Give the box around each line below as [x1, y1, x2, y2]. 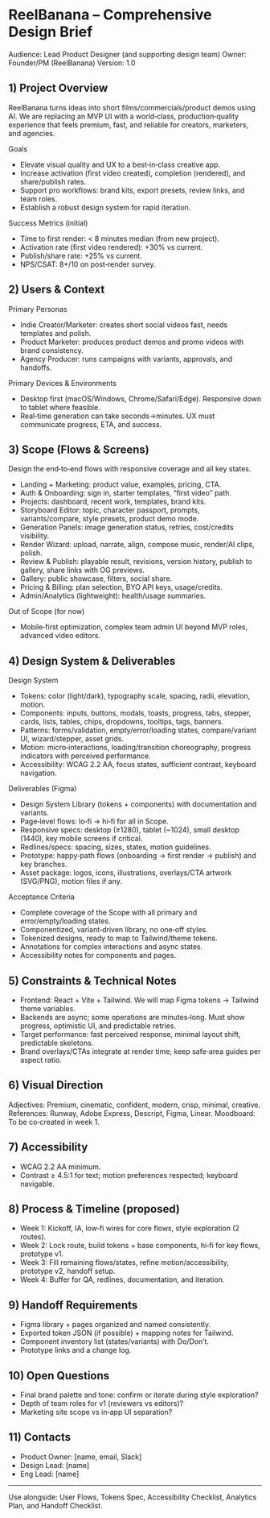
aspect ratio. [19, 1056, 62, 1064]
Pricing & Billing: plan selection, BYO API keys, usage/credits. [19, 583, 223, 592]
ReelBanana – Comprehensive [8, 6, 212, 24]
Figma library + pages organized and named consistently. [19, 1320, 211, 1329]
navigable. [19, 1179, 55, 1188]
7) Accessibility [8, 1140, 88, 1154]
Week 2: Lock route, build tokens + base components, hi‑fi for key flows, [19, 1241, 261, 1250]
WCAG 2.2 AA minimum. [19, 1162, 101, 1172]
